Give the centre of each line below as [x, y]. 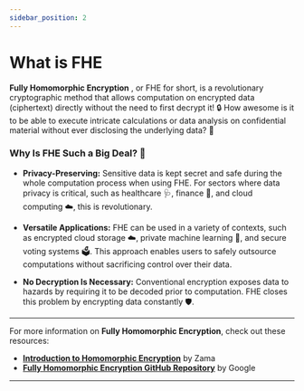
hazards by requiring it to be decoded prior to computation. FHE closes [155, 291]
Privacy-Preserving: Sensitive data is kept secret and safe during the [152, 173]
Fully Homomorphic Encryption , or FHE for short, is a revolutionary [137, 88]
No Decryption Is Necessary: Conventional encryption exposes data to [156, 281]
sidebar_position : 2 [48, 18]
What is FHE [56, 62]
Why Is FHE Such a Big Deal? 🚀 [78, 153]
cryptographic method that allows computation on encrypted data [132, 97]
